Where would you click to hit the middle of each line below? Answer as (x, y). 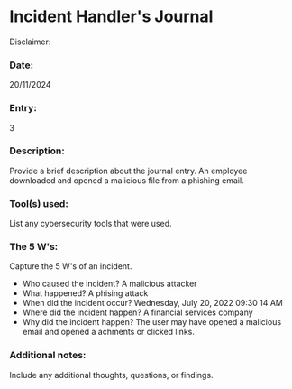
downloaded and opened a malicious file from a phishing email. (127, 180)
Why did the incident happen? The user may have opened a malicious (152, 322)
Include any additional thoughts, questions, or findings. (111, 375)
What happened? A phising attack (85, 293)
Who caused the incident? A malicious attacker (109, 284)
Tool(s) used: (39, 203)
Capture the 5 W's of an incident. (71, 266)
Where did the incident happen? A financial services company (138, 312)
